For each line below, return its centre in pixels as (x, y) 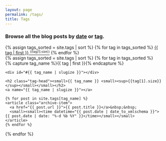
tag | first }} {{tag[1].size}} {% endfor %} (42, 52)
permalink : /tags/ (24, 14)
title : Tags (17, 19)
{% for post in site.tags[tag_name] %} (47, 98)
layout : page (19, 10)
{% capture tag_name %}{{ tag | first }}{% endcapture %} (65, 63)
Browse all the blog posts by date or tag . (55, 36)
